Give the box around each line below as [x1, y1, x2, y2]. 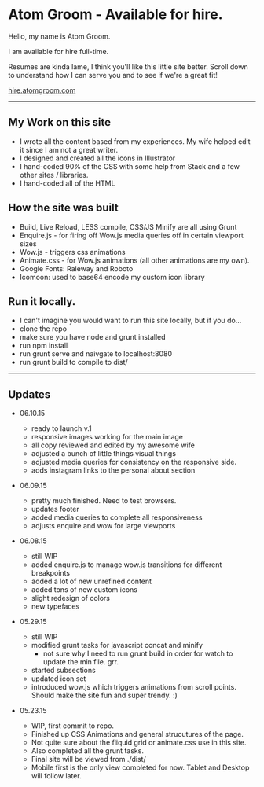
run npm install [19, 340, 68, 351]
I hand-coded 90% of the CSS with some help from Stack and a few [19, 161, 240, 171]
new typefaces [31, 601, 80, 611]
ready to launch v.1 [31, 424, 92, 433]
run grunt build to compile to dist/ [19, 358, 128, 367]
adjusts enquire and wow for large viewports [31, 521, 176, 531]
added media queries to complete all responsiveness [31, 513, 203, 522]
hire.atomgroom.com [8, 85, 76, 95]
